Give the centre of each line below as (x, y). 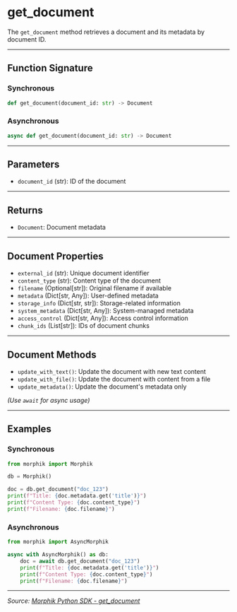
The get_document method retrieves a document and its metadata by (106, 32)
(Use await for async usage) (49, 400)
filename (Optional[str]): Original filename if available (94, 288)
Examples (29, 429)
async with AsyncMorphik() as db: (58, 555)
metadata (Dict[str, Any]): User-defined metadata (88, 296)
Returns (25, 210)
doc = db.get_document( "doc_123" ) (58, 489)
